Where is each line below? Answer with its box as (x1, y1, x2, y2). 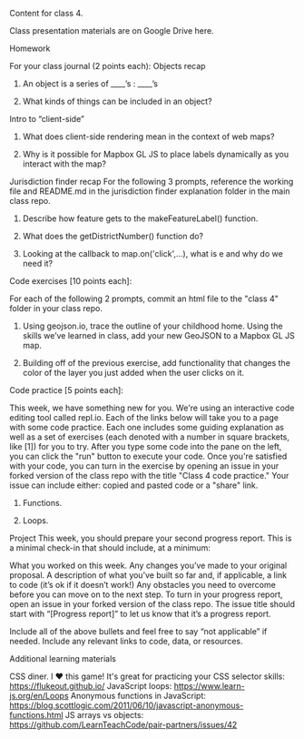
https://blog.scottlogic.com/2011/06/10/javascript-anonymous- (9, 700, 244, 711)
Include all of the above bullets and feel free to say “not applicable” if (9, 626, 268, 636)
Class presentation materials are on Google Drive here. (9, 25, 215, 35)
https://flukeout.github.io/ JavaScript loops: (9, 681, 172, 691)
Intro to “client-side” (9, 114, 84, 124)
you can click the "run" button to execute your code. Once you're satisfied (9, 450, 288, 461)
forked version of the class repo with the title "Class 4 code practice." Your (9, 471, 289, 481)
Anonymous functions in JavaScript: (70, 691, 207, 701)
